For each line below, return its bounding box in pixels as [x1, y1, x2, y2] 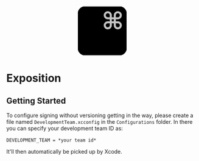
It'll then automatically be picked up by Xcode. [6, 148, 123, 155]
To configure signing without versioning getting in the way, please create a [6, 112, 194, 119]
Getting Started [6, 95, 66, 106]
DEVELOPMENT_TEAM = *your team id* [6, 137, 97, 143]
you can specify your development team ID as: [6, 124, 124, 132]
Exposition [6, 71, 61, 85]
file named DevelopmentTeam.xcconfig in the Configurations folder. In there [6, 118, 193, 125]
